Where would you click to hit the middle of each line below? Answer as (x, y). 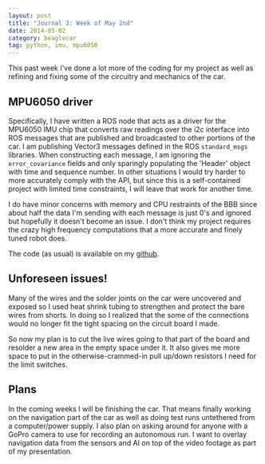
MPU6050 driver (51, 102)
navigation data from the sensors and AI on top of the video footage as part (132, 442)
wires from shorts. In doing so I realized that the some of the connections (129, 315)
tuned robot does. (38, 238)
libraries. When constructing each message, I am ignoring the (110, 155)
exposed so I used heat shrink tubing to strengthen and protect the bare (127, 306)
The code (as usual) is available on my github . (84, 253)
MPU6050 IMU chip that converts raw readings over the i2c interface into (129, 129)
